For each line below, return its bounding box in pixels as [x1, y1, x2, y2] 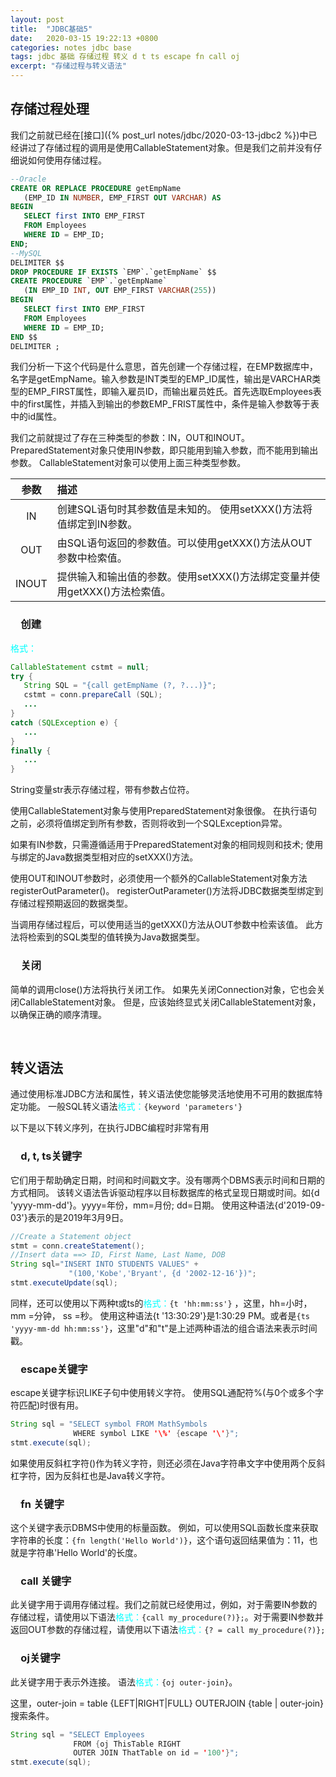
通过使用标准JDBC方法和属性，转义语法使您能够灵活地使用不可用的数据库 [10, 1088, 315, 1100]
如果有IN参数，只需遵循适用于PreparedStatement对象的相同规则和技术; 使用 [10, 839, 324, 851]
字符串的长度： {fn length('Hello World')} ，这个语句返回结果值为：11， [10, 1534, 310, 1546]
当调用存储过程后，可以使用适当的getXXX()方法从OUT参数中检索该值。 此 [10, 919, 315, 931]
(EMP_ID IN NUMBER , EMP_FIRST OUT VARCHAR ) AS [23, 192, 222, 203]
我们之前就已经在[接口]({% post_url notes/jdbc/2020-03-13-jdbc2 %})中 [10, 129, 309, 141]
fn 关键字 [20, 1497, 65, 1511]
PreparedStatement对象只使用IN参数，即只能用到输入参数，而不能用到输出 [10, 444, 319, 456]
